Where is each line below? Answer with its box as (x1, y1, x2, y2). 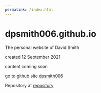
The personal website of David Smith (5, 45, 80, 50)
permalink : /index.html (5, 7, 54, 12)
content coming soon (5, 63, 48, 69)
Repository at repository (5, 82, 54, 88)
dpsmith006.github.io (5, 28, 97, 39)
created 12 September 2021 (5, 54, 61, 60)
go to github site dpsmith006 (5, 73, 63, 79)
